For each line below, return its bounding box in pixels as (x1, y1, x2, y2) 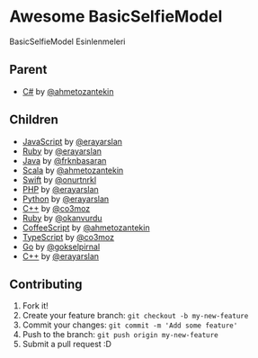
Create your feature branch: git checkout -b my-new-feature (22, 310, 249, 321)
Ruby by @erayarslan (22, 146, 102, 157)
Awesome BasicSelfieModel (9, 6, 223, 27)
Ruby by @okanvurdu (22, 212, 102, 223)
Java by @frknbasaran (22, 155, 107, 166)
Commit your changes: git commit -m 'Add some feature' (22, 319, 238, 330)
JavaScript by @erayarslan (22, 136, 123, 147)
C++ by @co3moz (22, 202, 91, 213)
